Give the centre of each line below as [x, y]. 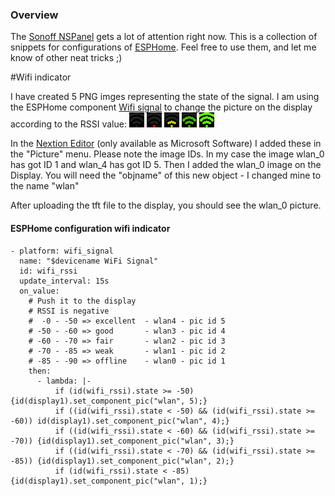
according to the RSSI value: [68, 124]
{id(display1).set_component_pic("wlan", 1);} [109, 481]
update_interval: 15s [64, 281]
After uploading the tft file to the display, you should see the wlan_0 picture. [166, 205]
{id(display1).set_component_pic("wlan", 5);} [109, 401]
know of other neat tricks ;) [66, 58]
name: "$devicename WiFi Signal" [89, 261]
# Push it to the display [82, 301]
